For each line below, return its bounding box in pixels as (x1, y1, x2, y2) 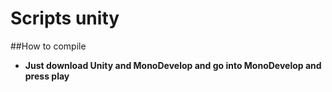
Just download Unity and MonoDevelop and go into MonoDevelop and (24, 59, 322, 71)
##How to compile (10, 40, 87, 52)
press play (24, 70, 70, 82)
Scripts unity (10, 7, 120, 30)
